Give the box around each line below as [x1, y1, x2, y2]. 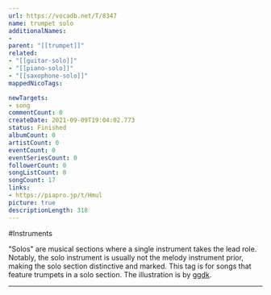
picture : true [8, 198, 56, 206]
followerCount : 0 [8, 161, 67, 169]
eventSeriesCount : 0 [8, 154, 78, 162]
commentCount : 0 [8, 109, 63, 117]
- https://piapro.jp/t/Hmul [8, 191, 103, 199]
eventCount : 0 [8, 146, 56, 154]
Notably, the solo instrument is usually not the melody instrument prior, [8, 252, 244, 262]
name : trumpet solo [8, 19, 74, 27]
